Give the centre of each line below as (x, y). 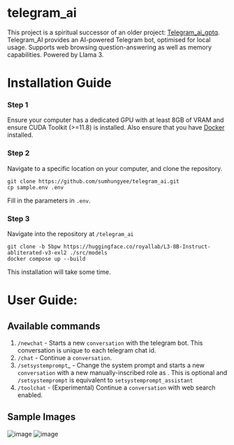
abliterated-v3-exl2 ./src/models (58, 253)
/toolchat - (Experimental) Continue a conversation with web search (116, 388)
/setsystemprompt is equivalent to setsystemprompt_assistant (105, 381)
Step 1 (18, 105)
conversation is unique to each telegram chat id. (87, 350)
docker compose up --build (46, 259)
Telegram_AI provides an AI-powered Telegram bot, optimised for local (109, 39)
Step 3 (19, 219)
